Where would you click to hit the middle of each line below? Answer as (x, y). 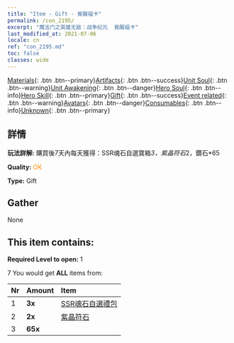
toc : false (23, 54)
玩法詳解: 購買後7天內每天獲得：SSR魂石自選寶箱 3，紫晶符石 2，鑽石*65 (113, 152)
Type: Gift (22, 181)
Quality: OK (25, 167)
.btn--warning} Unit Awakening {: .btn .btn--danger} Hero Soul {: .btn (105, 88)
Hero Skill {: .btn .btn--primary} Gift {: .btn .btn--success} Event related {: (124, 95)
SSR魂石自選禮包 (89, 304)
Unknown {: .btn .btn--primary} (66, 110)
